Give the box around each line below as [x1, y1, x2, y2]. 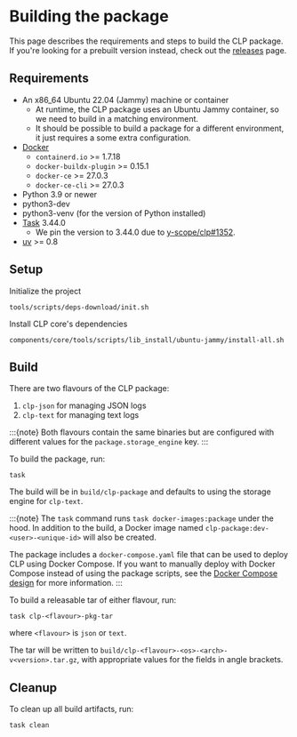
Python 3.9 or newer [21, 188, 98, 199]
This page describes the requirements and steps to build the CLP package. [9, 36, 284, 46]
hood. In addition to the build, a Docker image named [9, 523, 204, 533]
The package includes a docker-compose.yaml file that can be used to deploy [9, 549, 289, 560]
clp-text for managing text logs [21, 410, 140, 421]
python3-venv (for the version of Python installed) [21, 207, 206, 219]
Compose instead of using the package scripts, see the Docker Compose [9, 568, 278, 579]
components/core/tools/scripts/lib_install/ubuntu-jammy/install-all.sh [9, 335, 285, 344]
